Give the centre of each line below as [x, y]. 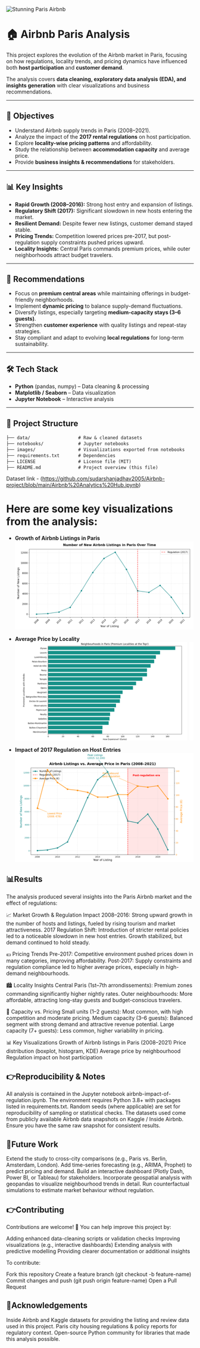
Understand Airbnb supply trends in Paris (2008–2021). [82, 130]
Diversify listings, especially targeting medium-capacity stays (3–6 [98, 312]
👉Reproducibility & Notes [56, 1077]
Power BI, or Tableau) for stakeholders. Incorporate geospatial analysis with [99, 1178]
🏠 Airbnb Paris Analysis [68, 34]
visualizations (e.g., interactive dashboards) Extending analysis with [89, 1245]
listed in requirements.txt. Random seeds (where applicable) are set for [93, 1106]
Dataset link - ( [24, 478]
